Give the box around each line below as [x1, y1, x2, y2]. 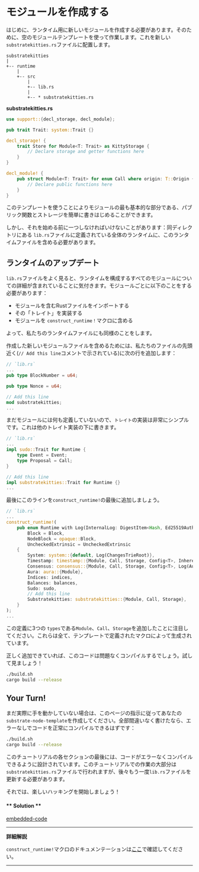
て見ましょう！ [6, 659, 43, 666]
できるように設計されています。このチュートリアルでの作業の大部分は [6, 760, 176, 768]
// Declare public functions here [27, 182, 113, 187]
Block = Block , [27, 530, 65, 536]
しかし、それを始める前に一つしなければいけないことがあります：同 [6, 224, 172, 231]
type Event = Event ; [17, 452, 68, 458]
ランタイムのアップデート [6, 257, 99, 268]
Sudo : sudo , [27, 585, 57, 591]
